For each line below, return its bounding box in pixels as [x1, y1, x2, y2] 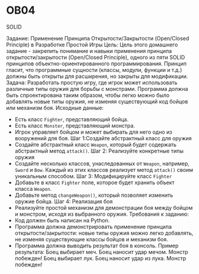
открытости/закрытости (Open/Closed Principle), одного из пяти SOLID [6, 53, 185, 61]
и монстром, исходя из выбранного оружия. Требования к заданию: [14, 210, 189, 218]
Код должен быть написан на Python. [14, 216, 110, 223]
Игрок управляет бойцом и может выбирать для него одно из [14, 128, 172, 136]
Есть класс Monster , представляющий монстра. [14, 122, 135, 129]
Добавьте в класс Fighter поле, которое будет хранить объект [14, 179, 175, 186]
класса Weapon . [14, 185, 52, 192]
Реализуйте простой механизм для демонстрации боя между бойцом [14, 204, 193, 211]
